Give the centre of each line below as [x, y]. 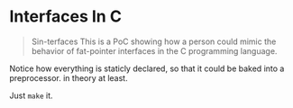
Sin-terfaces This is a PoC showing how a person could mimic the [154, 41]
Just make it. [31, 95]
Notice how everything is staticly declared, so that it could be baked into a [147, 68]
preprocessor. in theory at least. [69, 77]
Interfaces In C [65, 17]
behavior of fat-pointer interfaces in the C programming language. [154, 50]
